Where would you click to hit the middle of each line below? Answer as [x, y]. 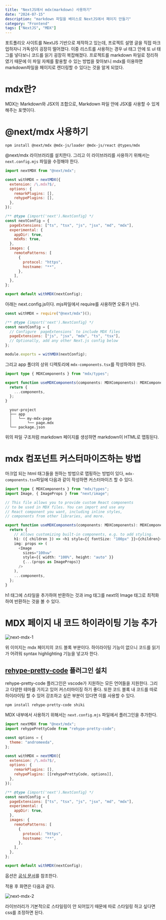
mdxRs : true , [27, 239]
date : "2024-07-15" [25, 14]
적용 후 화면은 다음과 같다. [30, 886]
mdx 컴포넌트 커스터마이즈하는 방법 [73, 459]
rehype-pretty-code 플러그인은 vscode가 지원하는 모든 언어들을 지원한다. [77, 683]
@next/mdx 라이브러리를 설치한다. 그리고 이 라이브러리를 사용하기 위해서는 [77, 155]
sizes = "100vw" [37, 553]
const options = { [24, 738]
